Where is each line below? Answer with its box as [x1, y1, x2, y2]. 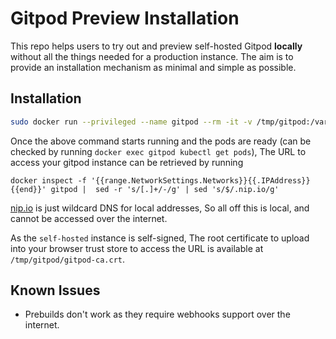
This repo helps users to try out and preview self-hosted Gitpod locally [10, 40, 303, 52]
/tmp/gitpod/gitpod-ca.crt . [10, 253, 126, 265]
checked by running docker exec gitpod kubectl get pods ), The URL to [10, 145, 307, 157]
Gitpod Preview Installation [10, 7, 240, 30]
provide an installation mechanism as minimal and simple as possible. [10, 61, 297, 73]
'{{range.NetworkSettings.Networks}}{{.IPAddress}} [90, 175, 311, 186]
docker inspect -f [10, 175, 87, 186]
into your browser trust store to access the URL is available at [10, 242, 264, 254]
